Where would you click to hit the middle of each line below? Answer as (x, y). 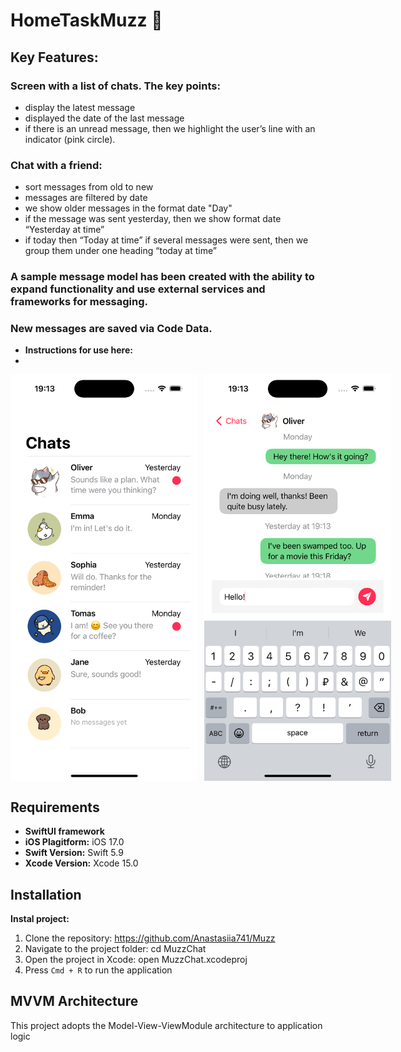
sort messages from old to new (89, 187)
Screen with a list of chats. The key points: (115, 86)
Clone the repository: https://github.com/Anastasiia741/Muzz (150, 938)
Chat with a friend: (56, 165)
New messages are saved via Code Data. (111, 329)
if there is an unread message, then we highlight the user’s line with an (170, 128)
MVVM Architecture (74, 1001)
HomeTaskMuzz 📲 (86, 20)
